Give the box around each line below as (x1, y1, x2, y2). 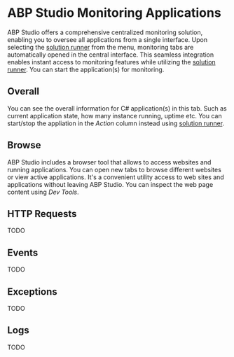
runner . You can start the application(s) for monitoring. (7, 65, 165, 73)
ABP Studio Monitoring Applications (7, 5, 222, 21)
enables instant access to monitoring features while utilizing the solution (7, 57, 216, 66)
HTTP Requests (7, 208, 77, 220)
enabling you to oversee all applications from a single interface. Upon (7, 35, 208, 43)
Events (7, 246, 39, 258)
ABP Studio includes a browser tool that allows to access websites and (7, 157, 212, 166)
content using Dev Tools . (7, 188, 79, 196)
